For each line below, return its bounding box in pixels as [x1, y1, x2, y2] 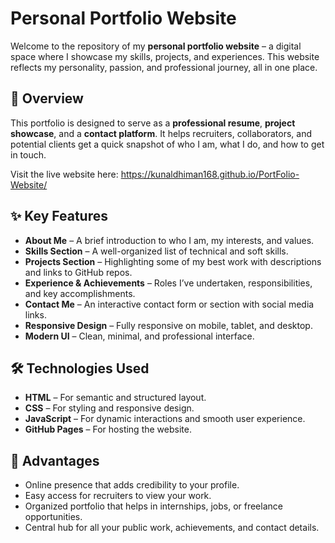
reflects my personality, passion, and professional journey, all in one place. [10, 61, 318, 73]
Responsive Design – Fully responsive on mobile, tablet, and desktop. [24, 319, 313, 331]
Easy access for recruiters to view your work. [24, 490, 212, 502]
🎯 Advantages [10, 452, 100, 469]
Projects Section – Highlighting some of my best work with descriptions [24, 255, 322, 267]
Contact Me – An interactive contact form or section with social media [24, 298, 315, 310]
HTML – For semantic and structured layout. [24, 392, 207, 404]
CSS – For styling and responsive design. [24, 402, 195, 414]
